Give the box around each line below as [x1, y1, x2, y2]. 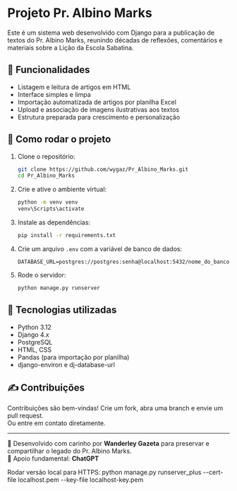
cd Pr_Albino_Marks [17, 172, 75, 180]
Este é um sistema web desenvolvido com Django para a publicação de [7, 28, 215, 37]
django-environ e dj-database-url [17, 360, 115, 369]
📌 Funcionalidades [7, 64, 90, 76]
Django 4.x [17, 330, 49, 339]
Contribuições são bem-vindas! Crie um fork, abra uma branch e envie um [7, 404, 224, 412]
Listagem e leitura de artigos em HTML [17, 83, 131, 91]
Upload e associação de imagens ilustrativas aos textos [17, 105, 180, 114]
